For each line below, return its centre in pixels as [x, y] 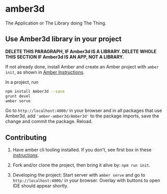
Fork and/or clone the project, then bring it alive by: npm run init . [81, 165]
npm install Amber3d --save [35, 91]
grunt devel [18, 96]
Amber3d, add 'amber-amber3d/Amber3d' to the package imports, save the [82, 116]
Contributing [26, 138]
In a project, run [22, 82]
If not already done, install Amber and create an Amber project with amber [82, 66]
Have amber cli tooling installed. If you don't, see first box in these [82, 150]
